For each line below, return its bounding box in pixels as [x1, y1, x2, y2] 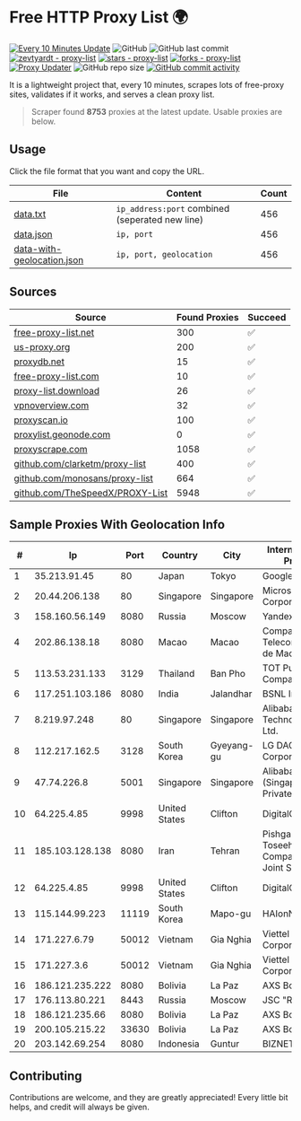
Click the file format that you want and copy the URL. [9, 165, 204, 176]
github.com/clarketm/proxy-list [13, 457, 146, 469]
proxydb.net [13, 355, 65, 368]
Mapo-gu [210, 907, 252, 920]
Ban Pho [210, 668, 246, 680]
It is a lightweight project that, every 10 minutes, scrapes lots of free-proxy [9, 79, 285, 90]
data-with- [13, 242, 63, 255]
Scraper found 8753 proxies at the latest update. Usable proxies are [30, 106, 283, 117]
